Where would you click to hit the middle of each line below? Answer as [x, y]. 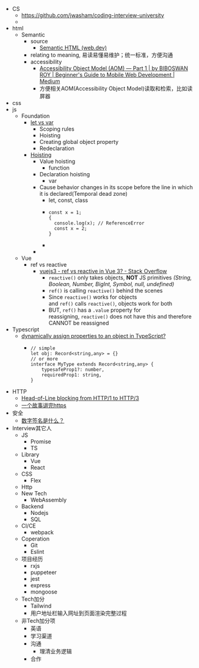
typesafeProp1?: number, [73, 370]
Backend [32, 506]
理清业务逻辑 [56, 651]
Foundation [35, 116]
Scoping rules [57, 129]
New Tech [34, 493]
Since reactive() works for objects [93, 297]
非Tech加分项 [38, 621]
